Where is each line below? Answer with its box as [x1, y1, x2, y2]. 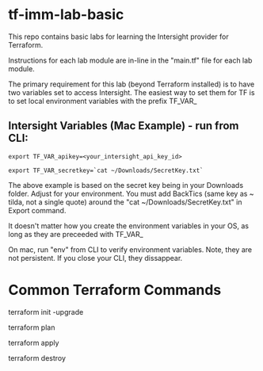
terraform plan [8, 323, 55, 332]
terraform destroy [8, 353, 66, 362]
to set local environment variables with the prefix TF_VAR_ [8, 96, 197, 105]
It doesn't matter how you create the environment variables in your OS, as [8, 220, 250, 231]
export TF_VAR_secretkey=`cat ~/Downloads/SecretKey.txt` [8, 166, 204, 174]
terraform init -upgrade [8, 307, 84, 316]
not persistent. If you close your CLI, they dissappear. [8, 253, 183, 262]
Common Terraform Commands [8, 281, 222, 299]
